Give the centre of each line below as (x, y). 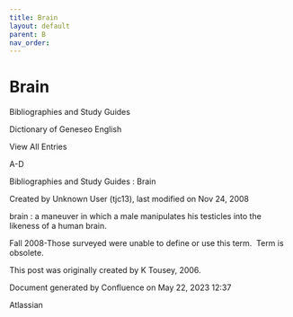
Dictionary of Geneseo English (66, 129)
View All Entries (38, 147)
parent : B (28, 34)
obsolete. (27, 253)
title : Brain (34, 18)
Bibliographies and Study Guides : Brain (83, 181)
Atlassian (26, 305)
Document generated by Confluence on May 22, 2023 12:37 (120, 287)
